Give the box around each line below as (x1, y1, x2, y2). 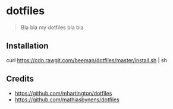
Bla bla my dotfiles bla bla (20, 24, 84, 31)
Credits (6, 74, 34, 84)
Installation (6, 41, 49, 51)
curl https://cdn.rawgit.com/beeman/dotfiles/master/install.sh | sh (6, 56, 168, 63)
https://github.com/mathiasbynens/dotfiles (14, 96, 120, 103)
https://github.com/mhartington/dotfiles (14, 89, 112, 97)
